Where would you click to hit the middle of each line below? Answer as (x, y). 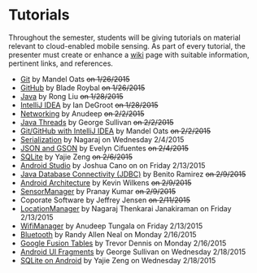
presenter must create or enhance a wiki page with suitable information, (129, 54)
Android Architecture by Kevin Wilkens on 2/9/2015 (106, 182)
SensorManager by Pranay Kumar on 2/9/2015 (98, 191)
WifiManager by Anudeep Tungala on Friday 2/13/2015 (111, 226)
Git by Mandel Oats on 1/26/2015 (75, 79)
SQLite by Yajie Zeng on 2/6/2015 (76, 157)
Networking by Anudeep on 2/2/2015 (82, 113)
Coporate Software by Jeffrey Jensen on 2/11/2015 (105, 200)
